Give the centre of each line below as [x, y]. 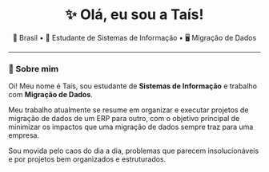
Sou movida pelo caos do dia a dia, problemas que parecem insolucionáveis [134, 151]
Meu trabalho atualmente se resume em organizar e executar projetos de [128, 110]
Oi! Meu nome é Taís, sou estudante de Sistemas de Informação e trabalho [133, 86]
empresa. [24, 135]
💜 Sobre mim [33, 68]
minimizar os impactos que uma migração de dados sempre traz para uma [131, 127]
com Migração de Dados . [51, 95]
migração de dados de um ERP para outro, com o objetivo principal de [124, 119]
